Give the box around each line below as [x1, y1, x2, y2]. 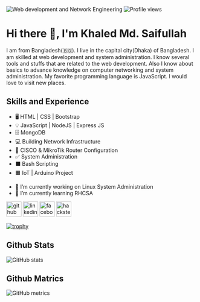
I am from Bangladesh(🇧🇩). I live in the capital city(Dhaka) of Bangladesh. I [6, 46, 195, 54]
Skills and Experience [6, 96, 89, 107]
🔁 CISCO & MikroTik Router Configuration [15, 146, 118, 154]
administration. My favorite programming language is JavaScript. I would [6, 72, 187, 80]
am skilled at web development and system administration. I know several [6, 53, 190, 60]
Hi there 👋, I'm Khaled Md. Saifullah [6, 27, 187, 40]
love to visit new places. [6, 79, 66, 86]
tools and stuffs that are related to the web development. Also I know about [6, 60, 193, 67]
